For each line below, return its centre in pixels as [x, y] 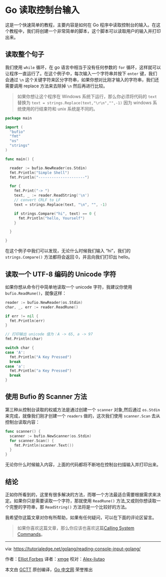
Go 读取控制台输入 [42, 10]
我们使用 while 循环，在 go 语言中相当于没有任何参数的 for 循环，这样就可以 [83, 67]
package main [19, 118]
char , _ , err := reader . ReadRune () [42, 307]
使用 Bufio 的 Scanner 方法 [46, 397]
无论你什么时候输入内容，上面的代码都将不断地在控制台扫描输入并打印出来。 [83, 464]
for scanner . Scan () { [32, 441]
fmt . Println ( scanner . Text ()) [44, 445]
